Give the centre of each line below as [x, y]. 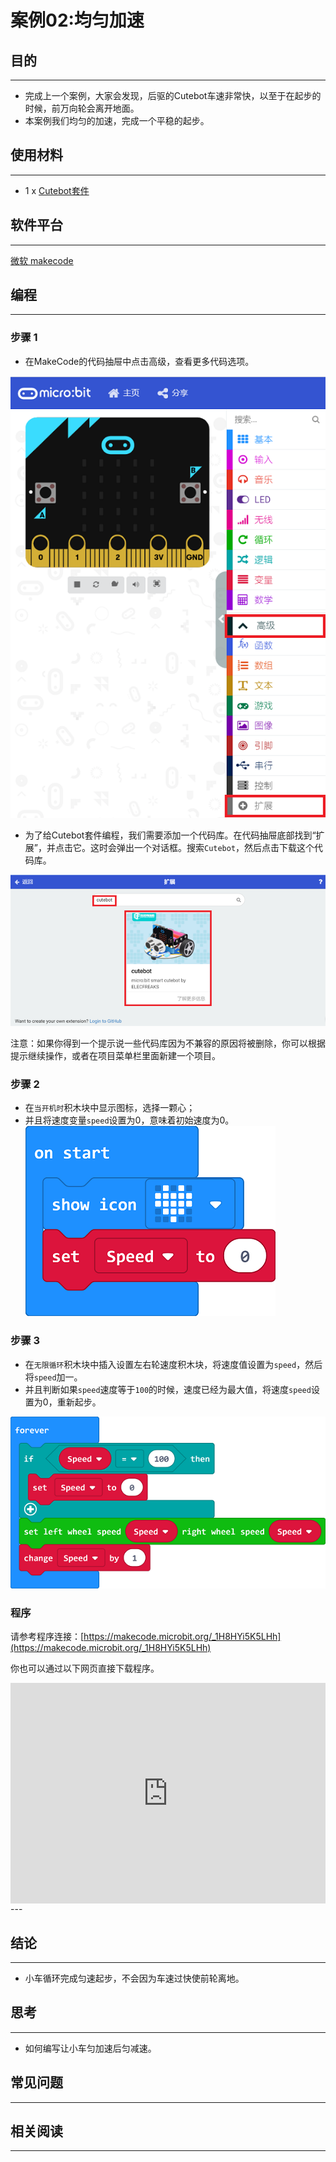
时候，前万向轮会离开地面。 [82, 108]
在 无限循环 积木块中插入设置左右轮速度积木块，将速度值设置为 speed [160, 1364]
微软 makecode [42, 260]
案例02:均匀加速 [77, 20]
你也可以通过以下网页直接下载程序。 [85, 1668]
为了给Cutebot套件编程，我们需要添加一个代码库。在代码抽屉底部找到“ [170, 835]
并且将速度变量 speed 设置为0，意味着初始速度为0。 [129, 1120]
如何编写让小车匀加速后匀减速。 [90, 2048]
